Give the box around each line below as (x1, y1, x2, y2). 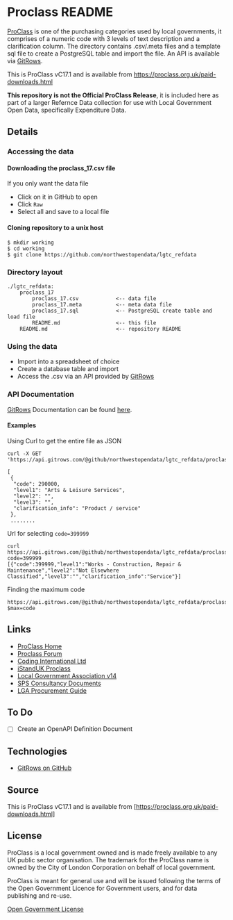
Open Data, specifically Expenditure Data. (7, 106, 127, 114)
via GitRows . (7, 56, 43, 65)
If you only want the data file (7, 179, 89, 188)
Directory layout (7, 267, 63, 277)
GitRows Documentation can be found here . (7, 405, 132, 413)
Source (7, 784, 40, 796)
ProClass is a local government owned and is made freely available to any (7, 848, 218, 857)
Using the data (7, 341, 58, 351)
